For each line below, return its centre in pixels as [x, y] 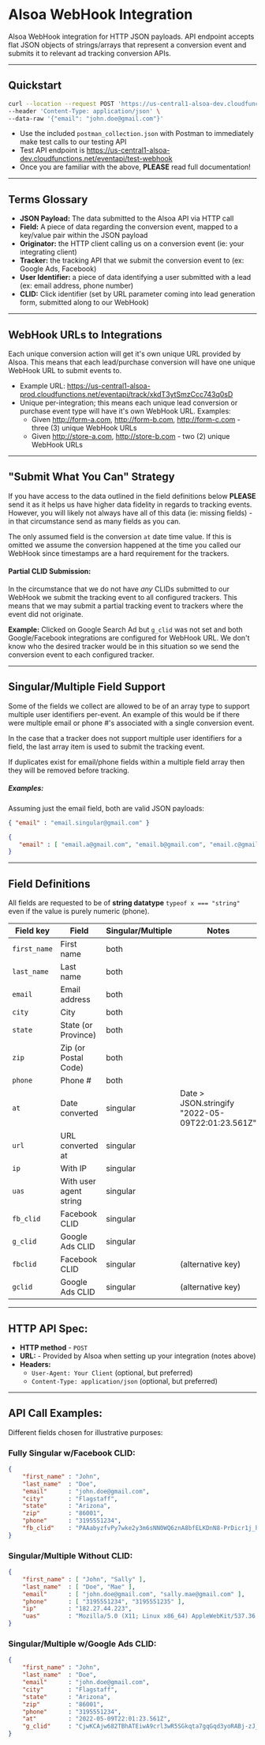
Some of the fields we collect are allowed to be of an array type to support [129, 706]
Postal [72, 1058]
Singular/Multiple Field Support [87, 687]
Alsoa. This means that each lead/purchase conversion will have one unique [132, 362]
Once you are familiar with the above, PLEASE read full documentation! [135, 167]
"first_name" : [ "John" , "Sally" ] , [84, 1579]
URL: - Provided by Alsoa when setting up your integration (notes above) [138, 1356]
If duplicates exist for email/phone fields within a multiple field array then [127, 761]
